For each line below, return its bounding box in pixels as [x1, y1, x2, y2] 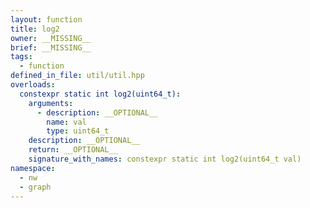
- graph [19, 182, 52, 192]
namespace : [10, 163, 56, 173]
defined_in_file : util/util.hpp [10, 71, 145, 81]
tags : [10, 52, 33, 62]
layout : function [10, 14, 83, 25]
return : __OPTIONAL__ [28, 145, 118, 155]
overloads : [10, 80, 56, 90]
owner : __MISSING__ [10, 33, 92, 43]
